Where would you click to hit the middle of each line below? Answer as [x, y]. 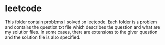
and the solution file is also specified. [43, 37]
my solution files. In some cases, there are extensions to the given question [81, 32]
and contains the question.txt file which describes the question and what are [82, 27]
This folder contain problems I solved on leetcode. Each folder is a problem [81, 22]
